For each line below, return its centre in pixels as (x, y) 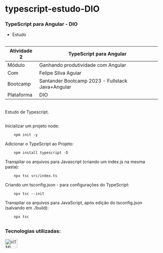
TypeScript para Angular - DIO (41, 24)
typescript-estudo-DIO (52, 9)
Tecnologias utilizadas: (33, 231)
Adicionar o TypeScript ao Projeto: (39, 144)
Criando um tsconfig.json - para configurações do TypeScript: (67, 185)
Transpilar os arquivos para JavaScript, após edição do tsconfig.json (74, 203)
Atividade (21, 51)
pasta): (12, 167)
